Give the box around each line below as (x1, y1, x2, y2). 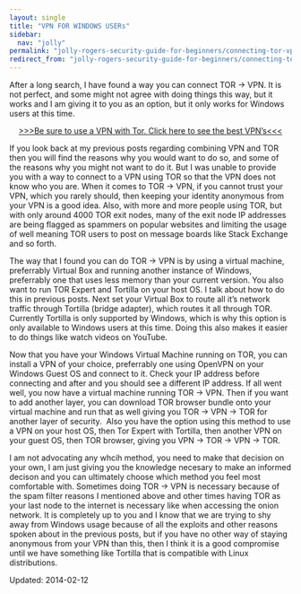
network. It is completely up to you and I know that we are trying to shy (9, 510, 271, 520)
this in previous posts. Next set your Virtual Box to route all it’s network (9, 293, 271, 304)
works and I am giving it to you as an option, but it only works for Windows (9, 99, 285, 109)
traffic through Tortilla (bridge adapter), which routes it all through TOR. (9, 303, 273, 314)
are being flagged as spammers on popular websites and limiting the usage (9, 219, 288, 230)
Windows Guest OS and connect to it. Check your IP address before (9, 369, 260, 379)
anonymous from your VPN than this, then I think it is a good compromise (9, 538, 279, 548)
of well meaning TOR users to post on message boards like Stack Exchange (9, 229, 288, 239)
